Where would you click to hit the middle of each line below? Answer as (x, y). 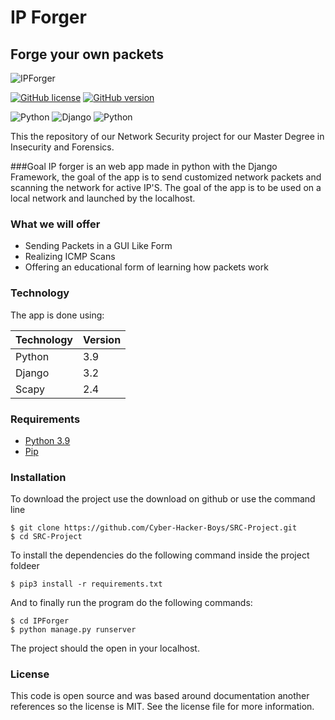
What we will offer (55, 224)
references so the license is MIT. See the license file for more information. (162, 707)
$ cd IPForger (40, 621)
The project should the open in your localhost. (105, 648)
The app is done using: (57, 315)
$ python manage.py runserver (73, 630)
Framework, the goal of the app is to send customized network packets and (166, 177)
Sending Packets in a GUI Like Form (98, 246)
